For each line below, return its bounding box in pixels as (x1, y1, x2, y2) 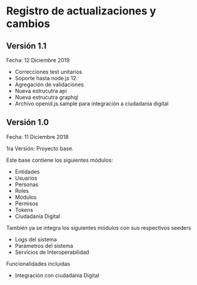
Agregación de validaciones (14, 81, 84, 88)
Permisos (14, 199, 39, 207)
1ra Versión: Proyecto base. (6, 145, 74, 152)
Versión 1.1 (6, 41, 47, 51)
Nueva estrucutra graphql (14, 94, 79, 101)
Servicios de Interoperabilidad (14, 248, 90, 256)
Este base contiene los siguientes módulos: (6, 156, 113, 163)
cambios (6, 17, 50, 31)
